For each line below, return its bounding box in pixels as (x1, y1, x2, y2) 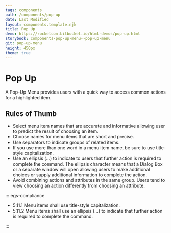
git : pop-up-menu (5, 41, 42, 46)
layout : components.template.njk (5, 21, 77, 27)
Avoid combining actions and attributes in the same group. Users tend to (12, 177, 165, 183)
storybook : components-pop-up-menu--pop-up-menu (5, 36, 111, 41)
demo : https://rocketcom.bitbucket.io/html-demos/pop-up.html (5, 31, 140, 36)
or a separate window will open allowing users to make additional (12, 167, 150, 173)
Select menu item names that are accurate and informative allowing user (12, 123, 165, 129)
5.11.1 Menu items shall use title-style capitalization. (12, 202, 120, 208)
